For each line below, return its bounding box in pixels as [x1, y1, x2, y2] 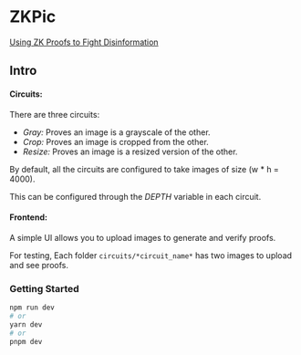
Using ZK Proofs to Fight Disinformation [9, 37, 159, 47]
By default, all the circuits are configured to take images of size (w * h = [9, 163, 280, 174]
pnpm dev [9, 337, 43, 346]
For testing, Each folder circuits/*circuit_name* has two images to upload [9, 249, 293, 261]
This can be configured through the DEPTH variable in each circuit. [9, 191, 262, 202]
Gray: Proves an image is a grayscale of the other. [22, 126, 212, 138]
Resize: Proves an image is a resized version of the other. [22, 146, 238, 157]
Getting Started [9, 282, 79, 295]
